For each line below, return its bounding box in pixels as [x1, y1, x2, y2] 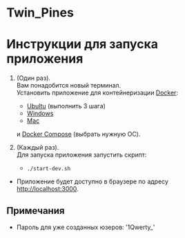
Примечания [6, 205, 65, 217]
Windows [26, 109, 54, 118]
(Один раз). [16, 74, 51, 82]
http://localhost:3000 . [16, 185, 79, 193]
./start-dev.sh [26, 166, 70, 172]
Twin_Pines [6, 5, 74, 21]
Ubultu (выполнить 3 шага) [26, 102, 106, 110]
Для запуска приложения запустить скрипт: [16, 150, 147, 159]
